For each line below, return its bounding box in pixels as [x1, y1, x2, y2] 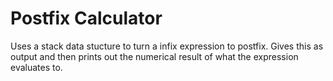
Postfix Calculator [10, 7, 163, 30]
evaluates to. [10, 61, 63, 73]
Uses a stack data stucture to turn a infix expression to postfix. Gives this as [10, 40, 324, 52]
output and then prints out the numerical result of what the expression [10, 50, 299, 62]
